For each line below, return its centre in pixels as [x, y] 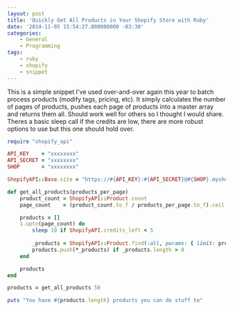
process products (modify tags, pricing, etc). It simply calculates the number [116, 99]
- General [34, 40]
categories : [24, 33]
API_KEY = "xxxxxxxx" [43, 154]
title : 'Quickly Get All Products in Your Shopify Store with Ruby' [108, 20]
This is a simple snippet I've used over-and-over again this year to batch [111, 92]
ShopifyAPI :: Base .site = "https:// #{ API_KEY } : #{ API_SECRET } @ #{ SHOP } [108, 180]
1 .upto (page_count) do [52, 224]
